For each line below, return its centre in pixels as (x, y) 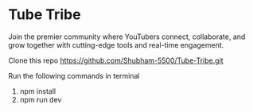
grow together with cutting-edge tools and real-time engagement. (116, 44)
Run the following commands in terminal (74, 75)
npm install (38, 91)
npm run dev (41, 99)
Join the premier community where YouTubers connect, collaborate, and (127, 37)
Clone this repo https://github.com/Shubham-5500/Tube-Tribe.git (116, 60)
